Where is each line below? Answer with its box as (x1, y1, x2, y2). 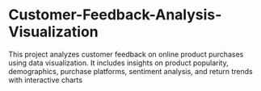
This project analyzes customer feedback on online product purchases (8, 49, 244, 59)
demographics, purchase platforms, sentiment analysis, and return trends (8, 66, 253, 76)
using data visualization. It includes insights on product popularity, (8, 58, 229, 68)
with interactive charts (8, 75, 83, 85)
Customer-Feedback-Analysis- (8, 6, 222, 24)
